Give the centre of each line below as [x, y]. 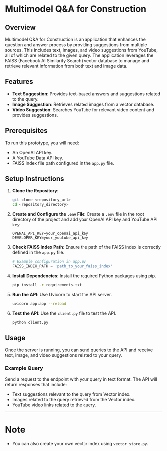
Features [19, 82]
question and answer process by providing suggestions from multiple [76, 45]
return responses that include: [36, 384]
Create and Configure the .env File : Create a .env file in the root [78, 214]
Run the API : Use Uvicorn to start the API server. [62, 294]
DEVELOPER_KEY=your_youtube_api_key [50, 238]
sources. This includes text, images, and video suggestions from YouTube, [82, 50]
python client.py [30, 322]
